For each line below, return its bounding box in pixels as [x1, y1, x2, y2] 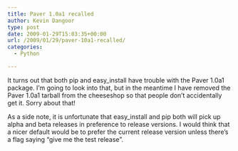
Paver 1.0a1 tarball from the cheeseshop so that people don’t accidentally [7, 90, 222, 100]
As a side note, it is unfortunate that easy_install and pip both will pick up [7, 112, 221, 121]
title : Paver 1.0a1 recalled [7, 10, 94, 18]
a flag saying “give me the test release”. [7, 135, 123, 143]
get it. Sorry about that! [7, 98, 76, 107]
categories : [7, 43, 43, 51]
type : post [7, 24, 40, 31]
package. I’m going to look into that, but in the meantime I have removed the [7, 83, 231, 92]
